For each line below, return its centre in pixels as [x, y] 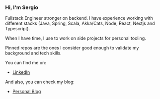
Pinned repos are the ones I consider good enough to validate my [72, 48]
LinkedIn [21, 72]
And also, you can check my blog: [40, 82]
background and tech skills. [34, 53]
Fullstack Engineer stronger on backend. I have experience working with [79, 18]
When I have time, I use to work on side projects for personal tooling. [76, 38]
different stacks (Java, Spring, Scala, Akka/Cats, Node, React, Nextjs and [80, 23]
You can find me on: [26, 63]
